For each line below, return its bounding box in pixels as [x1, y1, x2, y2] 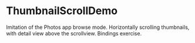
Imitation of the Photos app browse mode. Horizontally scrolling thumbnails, [6, 24, 190, 31]
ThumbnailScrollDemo [6, 4, 118, 18]
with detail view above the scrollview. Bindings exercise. [6, 29, 142, 37]
